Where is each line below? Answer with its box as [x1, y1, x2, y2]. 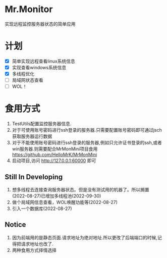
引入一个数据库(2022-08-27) [12, 205, 72, 212]
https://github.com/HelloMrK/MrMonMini [12, 151, 97, 158]
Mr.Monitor [5, 4, 53, 15]
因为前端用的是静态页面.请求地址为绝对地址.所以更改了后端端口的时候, [12, 234, 157, 240]
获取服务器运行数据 [12, 133, 52, 139]
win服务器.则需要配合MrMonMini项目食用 [12, 146, 98, 152]
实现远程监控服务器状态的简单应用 [5, 21, 76, 27]
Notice [5, 221, 26, 229]
